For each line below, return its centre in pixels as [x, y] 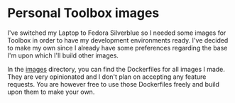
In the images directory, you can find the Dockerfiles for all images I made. [116, 69]
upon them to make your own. [51, 92]
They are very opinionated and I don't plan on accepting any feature [107, 77]
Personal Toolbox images [83, 13]
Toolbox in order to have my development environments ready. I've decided [118, 40]
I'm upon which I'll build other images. [63, 55]
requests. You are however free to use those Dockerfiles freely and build [114, 84]
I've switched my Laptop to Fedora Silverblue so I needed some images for [117, 33]
